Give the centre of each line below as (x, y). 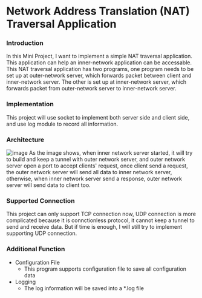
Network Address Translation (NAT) (98, 11)
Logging (25, 282)
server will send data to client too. (48, 185)
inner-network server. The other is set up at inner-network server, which (96, 82)
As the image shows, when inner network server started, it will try (111, 153)
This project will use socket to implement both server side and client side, (98, 117)
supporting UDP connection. (42, 233)
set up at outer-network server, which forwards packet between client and (99, 76)
